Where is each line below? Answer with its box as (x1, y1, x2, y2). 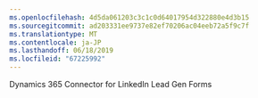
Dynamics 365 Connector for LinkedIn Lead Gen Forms (9, 79, 212, 89)
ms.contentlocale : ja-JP (9, 37, 102, 47)
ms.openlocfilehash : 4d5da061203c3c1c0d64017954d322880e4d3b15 (9, 12, 250, 22)
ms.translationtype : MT (9, 29, 98, 38)
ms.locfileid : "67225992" (9, 54, 105, 63)
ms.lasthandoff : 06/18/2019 (9, 46, 114, 55)
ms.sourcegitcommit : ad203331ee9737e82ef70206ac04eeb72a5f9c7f (9, 21, 250, 30)
